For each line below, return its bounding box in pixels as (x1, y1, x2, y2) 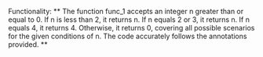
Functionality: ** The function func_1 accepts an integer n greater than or (8, 7, 244, 16)
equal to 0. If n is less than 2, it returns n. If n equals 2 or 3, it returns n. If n (8, 15, 250, 24)
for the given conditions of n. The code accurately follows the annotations (8, 31, 247, 41)
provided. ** (8, 40, 49, 49)
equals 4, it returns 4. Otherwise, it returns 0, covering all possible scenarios (8, 23, 255, 32)
